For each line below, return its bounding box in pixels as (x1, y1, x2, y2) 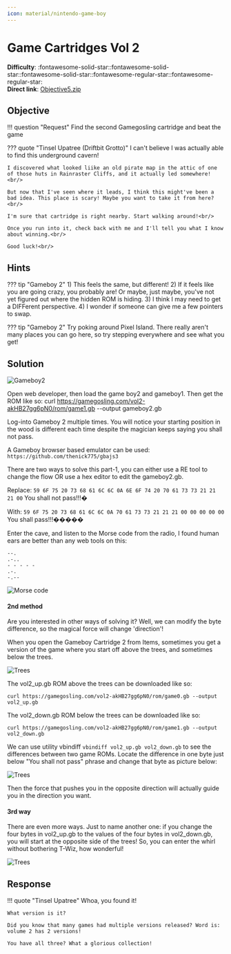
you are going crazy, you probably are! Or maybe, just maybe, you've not (7, 288, 215, 296)
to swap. (7, 310, 32, 318)
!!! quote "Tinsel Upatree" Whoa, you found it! (7, 897, 137, 905)
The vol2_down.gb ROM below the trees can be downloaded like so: (7, 711, 201, 720)
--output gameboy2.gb (96, 404, 162, 412)
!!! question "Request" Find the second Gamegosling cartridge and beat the (7, 123, 221, 131)
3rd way (7, 807, 31, 816)
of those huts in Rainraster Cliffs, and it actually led (7, 171, 177, 178)
